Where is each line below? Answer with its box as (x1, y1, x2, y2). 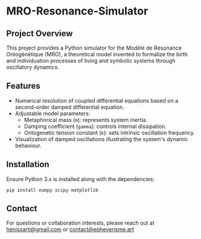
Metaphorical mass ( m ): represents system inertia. (24, 116, 148, 123)
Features (6, 81, 40, 91)
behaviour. (14, 142, 42, 149)
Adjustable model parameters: (14, 110, 91, 117)
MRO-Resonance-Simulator (6, 4, 148, 18)
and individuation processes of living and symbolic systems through (6, 57, 176, 64)
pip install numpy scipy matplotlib (6, 187, 98, 193)
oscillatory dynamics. (6, 63, 59, 71)
